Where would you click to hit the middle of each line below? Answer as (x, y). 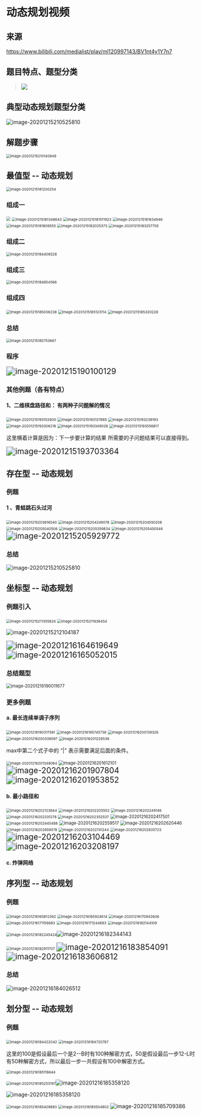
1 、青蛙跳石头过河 (29, 508)
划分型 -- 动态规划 (40, 1009)
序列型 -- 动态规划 (40, 884)
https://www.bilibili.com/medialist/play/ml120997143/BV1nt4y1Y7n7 (89, 51)
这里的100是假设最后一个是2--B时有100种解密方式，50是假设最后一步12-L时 (101, 1053)
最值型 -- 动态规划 (40, 176)
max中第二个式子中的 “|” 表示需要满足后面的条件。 (69, 750)
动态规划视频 (38, 12)
